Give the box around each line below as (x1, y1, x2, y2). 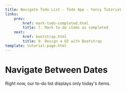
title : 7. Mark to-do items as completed (23, 25, 109, 30)
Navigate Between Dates (5, 64, 108, 75)
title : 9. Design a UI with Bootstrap (23, 39, 102, 44)
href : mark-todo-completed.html (23, 20, 89, 26)
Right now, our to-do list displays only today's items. (5, 80, 111, 86)
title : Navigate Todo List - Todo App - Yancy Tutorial (5, 7, 122, 12)
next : (14, 30, 25, 35)
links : (5, 12, 19, 17)
